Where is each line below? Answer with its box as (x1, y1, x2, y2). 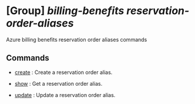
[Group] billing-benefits (6, 4, 125, 18)
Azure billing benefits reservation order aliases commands (6, 36, 147, 43)
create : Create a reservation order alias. (14, 69, 113, 76)
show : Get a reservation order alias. (14, 80, 103, 87)
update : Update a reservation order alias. (14, 91, 116, 98)
